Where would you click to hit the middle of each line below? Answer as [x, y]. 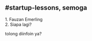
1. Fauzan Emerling [24, 19]
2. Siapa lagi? [18, 24]
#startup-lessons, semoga [46, 8]
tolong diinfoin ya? [23, 33]
